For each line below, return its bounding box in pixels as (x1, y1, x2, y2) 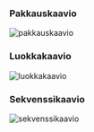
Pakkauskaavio (9, 7, 78, 20)
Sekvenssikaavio (9, 92, 85, 105)
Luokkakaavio (9, 50, 72, 63)
